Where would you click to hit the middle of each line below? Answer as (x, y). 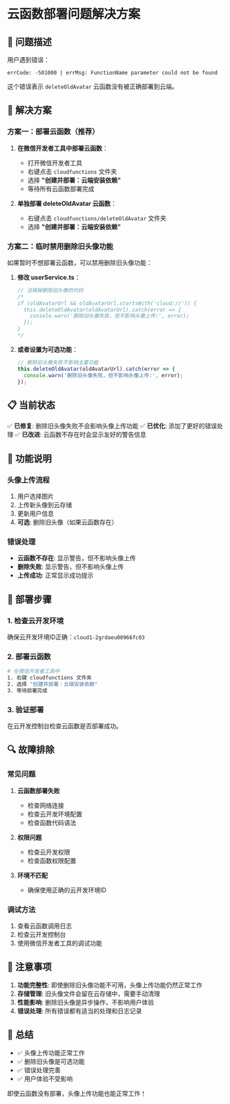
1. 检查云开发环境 (36, 620)
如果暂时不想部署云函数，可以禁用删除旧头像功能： (80, 263)
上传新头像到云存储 (45, 504)
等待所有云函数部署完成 (61, 189)
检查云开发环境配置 (55, 814)
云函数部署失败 (38, 790)
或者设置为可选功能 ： (47, 349)
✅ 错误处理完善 (39, 1070)
